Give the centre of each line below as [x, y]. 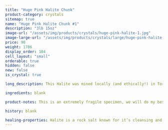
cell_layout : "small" [28, 56]
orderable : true [22, 61]
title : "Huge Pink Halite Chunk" [40, 10]
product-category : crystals [34, 14]
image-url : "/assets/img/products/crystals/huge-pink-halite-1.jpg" [78, 33]
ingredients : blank [25, 93]
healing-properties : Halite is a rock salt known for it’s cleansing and [84, 120]
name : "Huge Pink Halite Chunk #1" [42, 24]
